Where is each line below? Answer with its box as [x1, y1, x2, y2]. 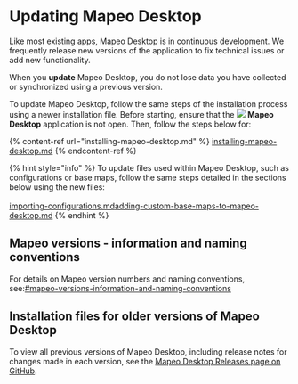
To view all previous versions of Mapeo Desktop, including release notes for [9, 346, 287, 357]
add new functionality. [9, 54, 91, 65]
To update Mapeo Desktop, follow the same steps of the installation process [9, 98, 288, 109]
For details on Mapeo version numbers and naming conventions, [9, 274, 246, 284]
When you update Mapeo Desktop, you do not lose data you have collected [9, 71, 286, 82]
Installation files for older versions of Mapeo [9, 309, 260, 324]
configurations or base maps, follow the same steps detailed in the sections [9, 172, 286, 183]
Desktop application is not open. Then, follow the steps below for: [9, 118, 252, 129]
